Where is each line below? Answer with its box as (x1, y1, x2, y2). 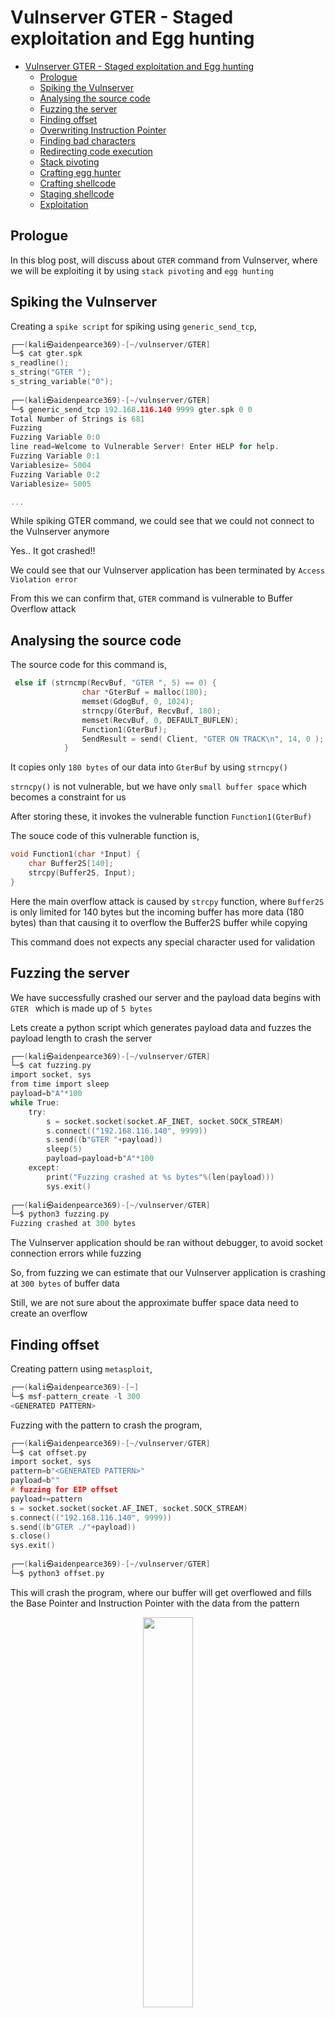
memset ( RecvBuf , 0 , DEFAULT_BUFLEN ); (81, 715, 240, 725)
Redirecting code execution (39, 145, 153, 157)
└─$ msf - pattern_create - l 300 (10, 1391, 141, 1401)
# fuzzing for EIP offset (10, 1485, 118, 1495)
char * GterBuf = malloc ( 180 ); (81, 687, 208, 698)
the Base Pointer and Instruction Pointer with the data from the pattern (10, 1597, 300, 1609)
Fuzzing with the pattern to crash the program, (10, 1419, 203, 1431)
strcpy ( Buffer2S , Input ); (28, 868, 137, 878)
